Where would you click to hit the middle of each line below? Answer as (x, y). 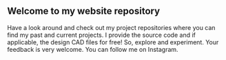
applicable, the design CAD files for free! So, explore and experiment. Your (113, 42)
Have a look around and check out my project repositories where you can (111, 27)
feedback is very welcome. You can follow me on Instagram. (93, 49)
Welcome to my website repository (84, 11)
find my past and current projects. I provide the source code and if (102, 35)
